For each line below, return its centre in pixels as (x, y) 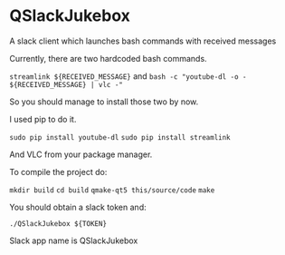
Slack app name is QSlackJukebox (74, 240)
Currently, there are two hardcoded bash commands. (108, 58)
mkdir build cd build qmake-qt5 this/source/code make (112, 190)
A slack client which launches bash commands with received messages (143, 41)
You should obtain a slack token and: (78, 207)
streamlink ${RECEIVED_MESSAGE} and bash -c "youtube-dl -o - (128, 76)
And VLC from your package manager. (81, 154)
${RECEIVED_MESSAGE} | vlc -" (66, 84)
